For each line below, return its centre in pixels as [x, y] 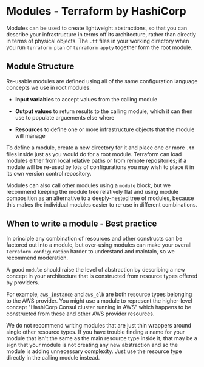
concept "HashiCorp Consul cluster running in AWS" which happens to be [99, 307]
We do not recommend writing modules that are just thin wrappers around [99, 325]
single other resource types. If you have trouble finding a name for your [96, 332]
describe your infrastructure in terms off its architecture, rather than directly [101, 34]
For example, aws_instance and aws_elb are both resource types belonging [99, 294]
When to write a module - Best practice [82, 224]
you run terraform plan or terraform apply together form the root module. [100, 47]
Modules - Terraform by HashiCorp [96, 11]
